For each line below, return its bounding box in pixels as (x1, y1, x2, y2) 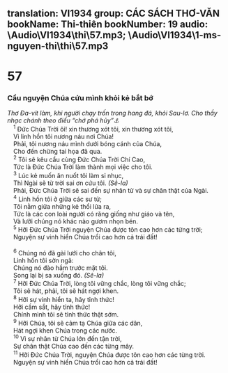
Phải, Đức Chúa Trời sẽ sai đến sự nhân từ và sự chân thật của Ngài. (13, 186, 209, 194)
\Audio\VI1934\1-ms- (128, 29, 222, 41)
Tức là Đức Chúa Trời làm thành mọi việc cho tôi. (13, 163, 153, 171)
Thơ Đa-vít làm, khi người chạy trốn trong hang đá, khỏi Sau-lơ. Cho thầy (7, 109, 218, 117)
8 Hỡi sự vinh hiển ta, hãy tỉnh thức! (13, 294, 115, 304)
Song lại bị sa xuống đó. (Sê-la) (13, 271, 105, 279)
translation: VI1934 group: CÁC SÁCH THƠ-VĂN (7, 8, 220, 19)
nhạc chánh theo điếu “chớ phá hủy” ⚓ (7, 116, 120, 125)
